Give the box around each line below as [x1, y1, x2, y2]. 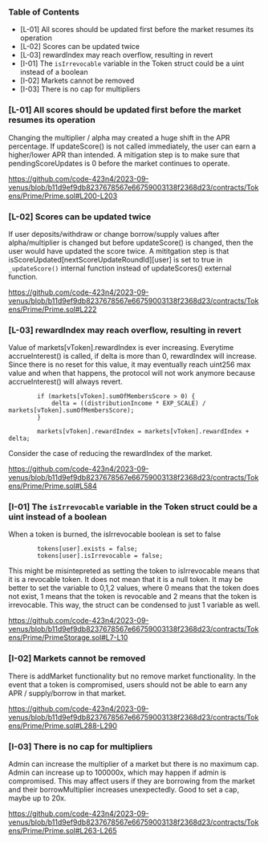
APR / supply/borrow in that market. [8, 688, 127, 698]
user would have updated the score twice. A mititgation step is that [8, 246, 229, 255]
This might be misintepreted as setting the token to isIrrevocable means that [8, 566, 260, 576]
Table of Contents [8, 6, 80, 18]
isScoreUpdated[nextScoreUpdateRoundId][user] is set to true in [8, 255, 223, 264]
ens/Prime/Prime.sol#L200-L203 [8, 191, 118, 201]
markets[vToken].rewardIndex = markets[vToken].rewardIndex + [37, 428, 250, 436]
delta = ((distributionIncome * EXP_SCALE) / [51, 400, 206, 408]
